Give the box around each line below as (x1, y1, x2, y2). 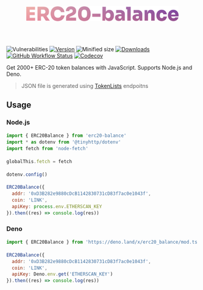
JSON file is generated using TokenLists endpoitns (21, 82, 149, 89)
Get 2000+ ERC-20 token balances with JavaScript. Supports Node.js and (6, 63, 193, 71)
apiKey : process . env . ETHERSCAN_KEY (12, 203, 102, 209)
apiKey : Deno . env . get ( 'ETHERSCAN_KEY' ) (12, 271, 113, 277)
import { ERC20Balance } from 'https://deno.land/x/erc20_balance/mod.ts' (6, 239, 201, 245)
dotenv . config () (6, 171, 48, 178)
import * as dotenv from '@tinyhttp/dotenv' (6, 139, 121, 145)
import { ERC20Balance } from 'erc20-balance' (6, 132, 127, 139)
